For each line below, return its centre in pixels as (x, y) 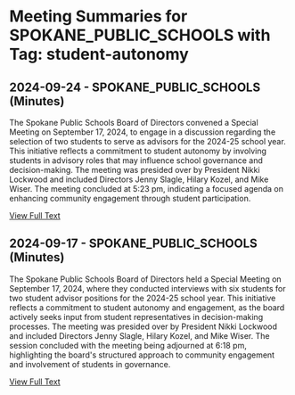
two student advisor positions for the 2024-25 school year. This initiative (143, 298)
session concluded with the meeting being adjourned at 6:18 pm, (128, 345)
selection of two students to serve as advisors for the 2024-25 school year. (148, 141)
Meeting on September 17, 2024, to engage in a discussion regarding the (143, 132)
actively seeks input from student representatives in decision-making (136, 317)
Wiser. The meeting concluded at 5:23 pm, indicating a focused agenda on (146, 189)
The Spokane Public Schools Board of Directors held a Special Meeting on (146, 279)
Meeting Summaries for (98, 16)
